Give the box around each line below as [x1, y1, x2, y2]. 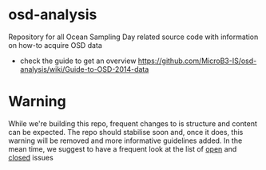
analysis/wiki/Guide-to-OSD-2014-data [19, 64, 149, 73]
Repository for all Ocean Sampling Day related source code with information [8, 32, 259, 42]
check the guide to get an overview [19, 56, 137, 65]
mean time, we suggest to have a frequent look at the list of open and [8, 144, 237, 153]
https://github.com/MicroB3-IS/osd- [137, 56, 257, 65]
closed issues [8, 152, 54, 162]
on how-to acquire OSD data [8, 40, 102, 49]
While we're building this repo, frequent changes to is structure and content [8, 118, 257, 128]
